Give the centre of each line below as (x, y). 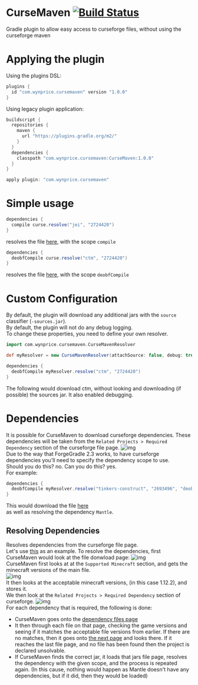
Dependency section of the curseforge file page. (63, 447)
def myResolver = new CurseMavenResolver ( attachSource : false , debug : (95, 356)
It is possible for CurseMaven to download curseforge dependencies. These (98, 435)
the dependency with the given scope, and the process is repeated (96, 663)
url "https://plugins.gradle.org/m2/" (69, 136)
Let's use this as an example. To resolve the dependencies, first (83, 551)
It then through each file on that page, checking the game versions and (101, 625)
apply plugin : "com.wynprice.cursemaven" (58, 180)
